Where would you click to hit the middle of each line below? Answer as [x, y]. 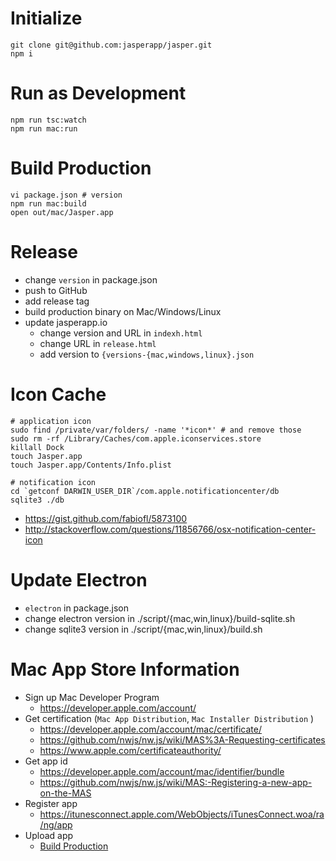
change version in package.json [91, 279]
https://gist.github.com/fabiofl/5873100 [106, 518]
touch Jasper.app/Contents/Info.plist [91, 465]
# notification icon [53, 482]
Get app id [46, 761]
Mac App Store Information [125, 669]
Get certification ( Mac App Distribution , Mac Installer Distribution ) [169, 718]
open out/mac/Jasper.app [62, 212]
